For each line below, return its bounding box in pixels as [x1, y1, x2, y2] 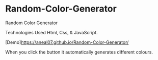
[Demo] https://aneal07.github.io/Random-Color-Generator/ [5, 39, 129, 45]
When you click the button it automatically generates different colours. [5, 49, 153, 55]
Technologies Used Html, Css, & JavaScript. [5, 29, 98, 35]
